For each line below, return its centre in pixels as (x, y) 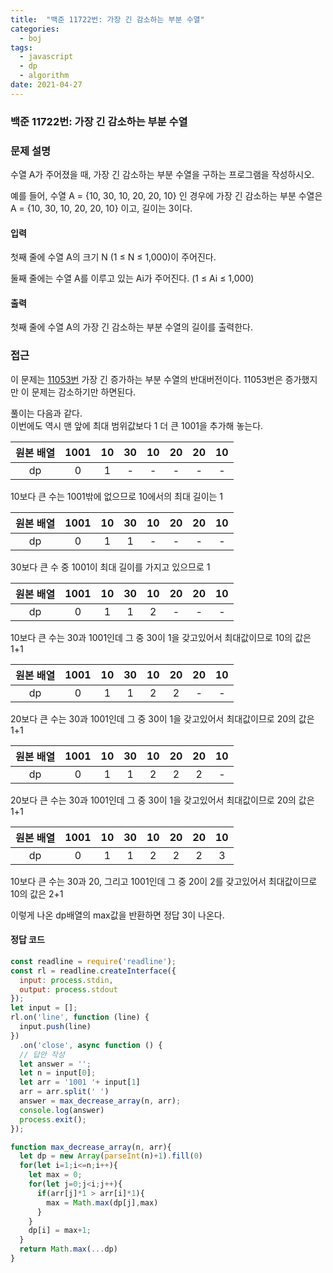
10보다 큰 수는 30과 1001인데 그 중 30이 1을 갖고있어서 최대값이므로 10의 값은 (161, 637)
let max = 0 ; (55, 1175)
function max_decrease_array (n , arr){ (91, 1147)
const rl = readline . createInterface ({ (93, 971)
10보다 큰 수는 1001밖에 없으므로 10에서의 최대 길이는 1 (117, 496)
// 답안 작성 (42, 1054)
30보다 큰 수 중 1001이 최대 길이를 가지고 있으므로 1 (110, 567)
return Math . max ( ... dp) (68, 1249)
